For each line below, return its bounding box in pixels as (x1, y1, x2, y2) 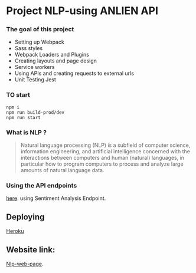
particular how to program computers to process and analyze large (20, 160, 184, 167)
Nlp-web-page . (6, 261, 44, 267)
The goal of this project (6, 25, 74, 34)
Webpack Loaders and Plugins (14, 51, 90, 58)
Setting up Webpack (14, 38, 65, 45)
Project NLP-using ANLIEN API (6, 4, 158, 18)
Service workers (14, 64, 55, 71)
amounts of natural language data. (20, 167, 104, 174)
